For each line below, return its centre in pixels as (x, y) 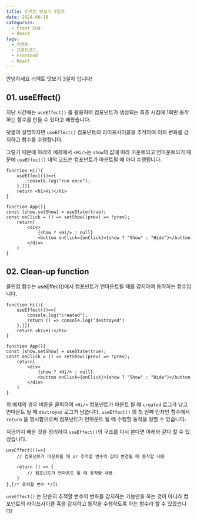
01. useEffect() (34, 97)
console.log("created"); (58, 315)
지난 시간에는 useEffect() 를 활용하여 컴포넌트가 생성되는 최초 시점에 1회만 (92, 112)
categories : (21, 22)
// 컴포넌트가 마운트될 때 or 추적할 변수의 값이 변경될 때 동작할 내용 (91, 457)
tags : (13, 39)
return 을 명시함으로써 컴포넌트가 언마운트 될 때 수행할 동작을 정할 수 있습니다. (96, 419)
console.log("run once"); (59, 181)
